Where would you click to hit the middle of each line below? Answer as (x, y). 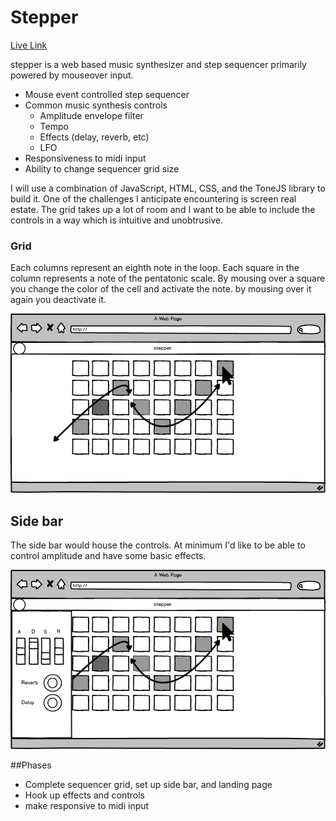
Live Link (29, 45)
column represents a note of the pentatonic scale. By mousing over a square (168, 278)
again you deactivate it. (58, 300)
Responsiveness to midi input (85, 158)
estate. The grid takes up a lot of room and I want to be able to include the (163, 209)
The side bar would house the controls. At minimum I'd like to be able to (158, 545)
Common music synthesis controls (96, 105)
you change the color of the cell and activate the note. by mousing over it (161, 289)
